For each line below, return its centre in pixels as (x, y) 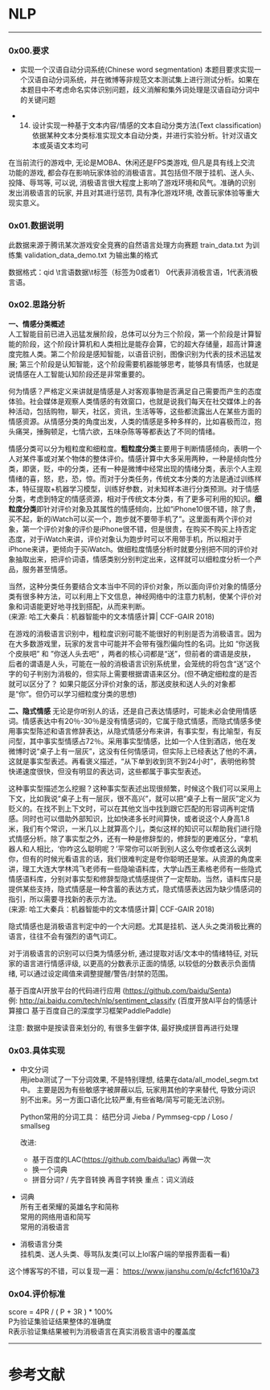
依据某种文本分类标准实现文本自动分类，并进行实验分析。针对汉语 (141, 136)
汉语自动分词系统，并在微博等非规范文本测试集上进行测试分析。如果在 (143, 80)
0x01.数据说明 (36, 226)
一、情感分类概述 (37, 323)
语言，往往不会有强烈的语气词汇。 (65, 936)
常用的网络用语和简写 (55, 1217)
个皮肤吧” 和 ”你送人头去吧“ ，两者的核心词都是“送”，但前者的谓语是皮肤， (132, 653)
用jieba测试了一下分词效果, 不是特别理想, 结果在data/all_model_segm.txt (139, 1080)
